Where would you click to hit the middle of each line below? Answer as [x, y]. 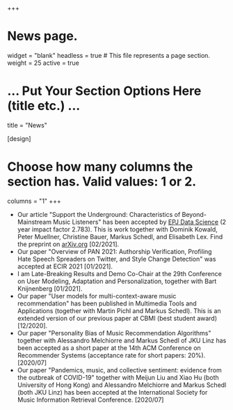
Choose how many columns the [100, 167]
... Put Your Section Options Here [104, 91]
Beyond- [194, 214]
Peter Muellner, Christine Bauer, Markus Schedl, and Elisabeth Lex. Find [120, 236]
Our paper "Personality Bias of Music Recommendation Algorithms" [114, 333]
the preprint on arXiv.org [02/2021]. [68, 244]
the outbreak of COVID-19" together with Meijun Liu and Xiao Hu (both [118, 377]
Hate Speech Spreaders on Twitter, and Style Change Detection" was [116, 259]
